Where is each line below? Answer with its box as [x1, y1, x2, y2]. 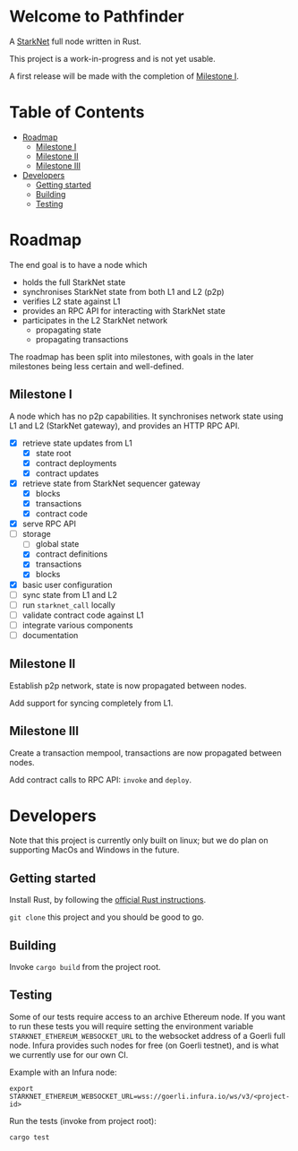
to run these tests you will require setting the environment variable [9, 1020, 253, 1032]
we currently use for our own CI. [9, 1049, 129, 1060]
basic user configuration [21, 579, 113, 590]
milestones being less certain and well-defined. [9, 360, 184, 371]
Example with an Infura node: [9, 1067, 117, 1077]
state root [35, 447, 72, 458]
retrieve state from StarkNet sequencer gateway [21, 478, 201, 489]
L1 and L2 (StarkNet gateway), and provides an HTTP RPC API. [9, 420, 240, 431]
